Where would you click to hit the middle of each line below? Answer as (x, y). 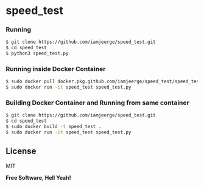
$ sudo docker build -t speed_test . (54, 127)
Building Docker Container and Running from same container (97, 103)
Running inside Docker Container (56, 69)
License (21, 151)
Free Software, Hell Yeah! (38, 177)
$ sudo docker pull (30, 82)
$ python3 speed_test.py (37, 53)
